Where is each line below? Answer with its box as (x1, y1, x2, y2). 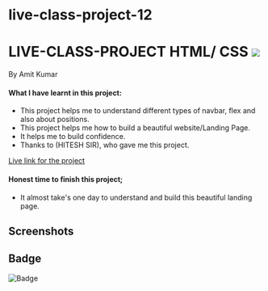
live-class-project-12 (8, 6, 153, 24)
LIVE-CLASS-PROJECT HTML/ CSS (8, 43, 249, 61)
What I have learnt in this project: (8, 87, 123, 98)
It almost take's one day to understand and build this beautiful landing (19, 192, 253, 202)
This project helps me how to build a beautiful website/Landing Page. (19, 123, 251, 133)
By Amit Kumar (8, 70, 58, 79)
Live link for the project (8, 156, 86, 166)
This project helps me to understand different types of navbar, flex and (19, 106, 256, 116)
